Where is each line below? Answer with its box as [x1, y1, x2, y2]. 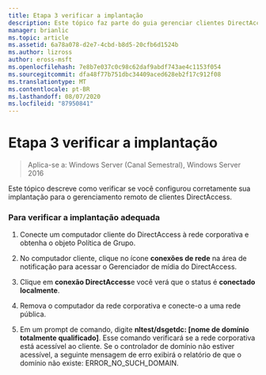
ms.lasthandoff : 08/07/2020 [8, 93, 101, 100]
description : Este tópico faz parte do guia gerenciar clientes [8, 19, 225, 27]
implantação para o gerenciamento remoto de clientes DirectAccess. [8, 192, 232, 202]
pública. [19, 309, 47, 319]
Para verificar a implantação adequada [8, 211, 161, 222]
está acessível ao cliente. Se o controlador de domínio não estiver [19, 342, 235, 351]
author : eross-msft [8, 56, 73, 64]
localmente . [19, 286, 60, 295]
